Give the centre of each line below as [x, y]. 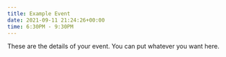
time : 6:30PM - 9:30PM [40, 26]
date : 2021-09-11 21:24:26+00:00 [56, 20]
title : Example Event [39, 14]
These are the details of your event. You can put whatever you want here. [113, 47]
